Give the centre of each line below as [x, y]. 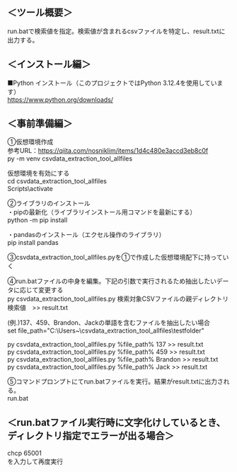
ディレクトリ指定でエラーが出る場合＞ [91, 436]
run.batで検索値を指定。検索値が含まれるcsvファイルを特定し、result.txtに [116, 31]
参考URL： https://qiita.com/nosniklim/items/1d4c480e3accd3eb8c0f [108, 151]
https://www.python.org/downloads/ [60, 99]
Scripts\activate [30, 189]
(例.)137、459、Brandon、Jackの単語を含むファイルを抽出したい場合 [109, 323]
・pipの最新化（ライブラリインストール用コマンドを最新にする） [102, 212]
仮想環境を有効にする [39, 173]
